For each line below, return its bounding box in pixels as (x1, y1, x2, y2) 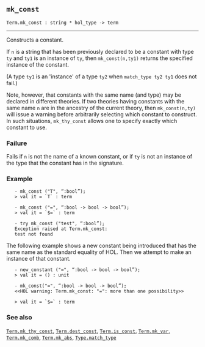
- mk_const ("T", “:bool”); (14, 188, 86, 195)
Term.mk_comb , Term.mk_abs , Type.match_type (6, 334, 117, 341)
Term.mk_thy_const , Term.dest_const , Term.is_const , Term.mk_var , (6, 327, 170, 334)
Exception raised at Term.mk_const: (14, 226, 108, 232)
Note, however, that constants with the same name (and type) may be (6, 91, 182, 99)
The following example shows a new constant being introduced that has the (6, 242, 196, 250)
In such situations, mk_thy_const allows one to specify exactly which (6, 117, 178, 124)
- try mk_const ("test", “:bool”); (14, 220, 105, 227)
